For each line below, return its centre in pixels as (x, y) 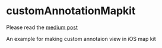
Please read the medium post (42, 27)
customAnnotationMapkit (71, 11)
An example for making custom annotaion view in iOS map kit (81, 39)
